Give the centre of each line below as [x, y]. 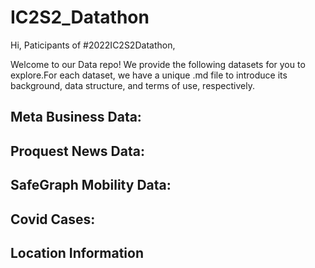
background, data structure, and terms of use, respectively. [132, 85]
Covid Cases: [53, 219]
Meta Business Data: [76, 117]
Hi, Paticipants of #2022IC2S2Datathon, [93, 45]
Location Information [77, 252]
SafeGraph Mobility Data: [91, 185]
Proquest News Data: [77, 151]
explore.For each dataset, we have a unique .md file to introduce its [149, 75]
